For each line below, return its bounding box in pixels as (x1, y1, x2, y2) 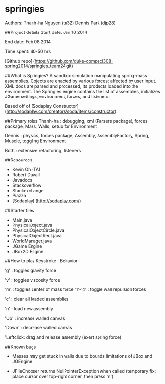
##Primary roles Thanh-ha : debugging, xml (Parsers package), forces (5, 118, 148, 124)
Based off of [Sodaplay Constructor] (5, 103, 79, 109)
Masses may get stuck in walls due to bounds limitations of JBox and (12, 353, 153, 359)
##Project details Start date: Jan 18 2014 (5, 29, 88, 35)
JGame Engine (12, 243, 42, 249)
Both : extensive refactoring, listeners (5, 147, 81, 153)
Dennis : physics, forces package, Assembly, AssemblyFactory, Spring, (5, 132, 150, 138)
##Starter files (5, 207, 34, 213)
